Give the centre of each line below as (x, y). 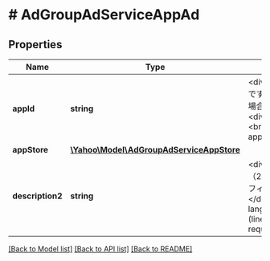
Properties (35, 45)
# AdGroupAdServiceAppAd (104, 15)
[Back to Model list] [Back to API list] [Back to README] (100, 249)
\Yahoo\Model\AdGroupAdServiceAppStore (155, 150)
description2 (37, 196)
